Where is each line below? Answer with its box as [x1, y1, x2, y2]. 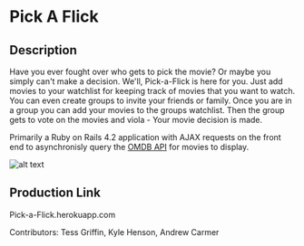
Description [9, 43, 77, 58]
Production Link [9, 185, 102, 201]
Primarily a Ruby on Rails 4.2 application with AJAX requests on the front [9, 132, 281, 142]
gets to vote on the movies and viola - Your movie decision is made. [9, 115, 263, 125]
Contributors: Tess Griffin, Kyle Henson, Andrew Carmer [9, 226, 220, 237]
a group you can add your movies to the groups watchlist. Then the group [9, 105, 285, 115]
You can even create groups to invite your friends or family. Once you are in [9, 95, 292, 106]
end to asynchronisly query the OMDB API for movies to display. [9, 142, 250, 152]
